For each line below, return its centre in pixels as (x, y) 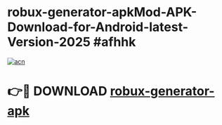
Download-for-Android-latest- (98, 27)
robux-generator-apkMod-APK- (102, 12)
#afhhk (115, 42)
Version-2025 (49, 42)
